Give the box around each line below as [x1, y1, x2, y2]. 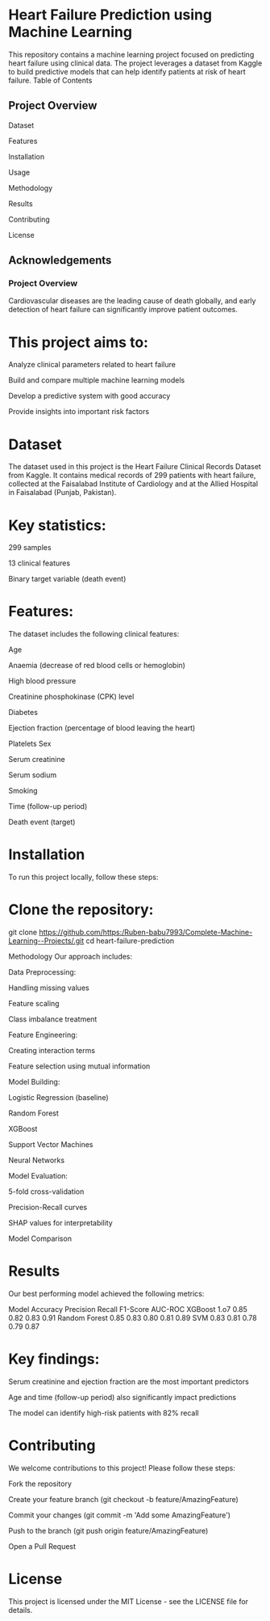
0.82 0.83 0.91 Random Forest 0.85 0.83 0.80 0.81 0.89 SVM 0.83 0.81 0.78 [8, 1313, 257, 1323]
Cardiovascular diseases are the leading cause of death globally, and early [8, 296, 256, 306]
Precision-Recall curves [8, 1203, 88, 1213]
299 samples [8, 543, 52, 552]
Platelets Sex [8, 739, 52, 749]
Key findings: [8, 1350, 100, 1369]
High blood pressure [8, 676, 77, 686]
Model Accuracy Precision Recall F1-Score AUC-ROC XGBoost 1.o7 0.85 [8, 1305, 248, 1314]
